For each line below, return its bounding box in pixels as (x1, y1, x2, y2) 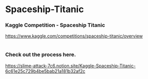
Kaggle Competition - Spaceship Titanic (5, 22, 105, 29)
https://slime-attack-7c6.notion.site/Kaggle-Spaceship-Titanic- (5, 62, 136, 69)
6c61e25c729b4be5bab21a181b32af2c (5, 68, 86, 74)
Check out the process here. (5, 51, 77, 58)
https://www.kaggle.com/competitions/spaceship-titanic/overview (5, 33, 143, 39)
